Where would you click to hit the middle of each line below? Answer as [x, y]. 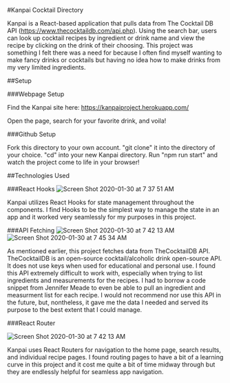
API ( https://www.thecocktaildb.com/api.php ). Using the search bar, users [112, 31]
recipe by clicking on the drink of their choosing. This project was [100, 45]
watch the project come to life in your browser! [73, 162]
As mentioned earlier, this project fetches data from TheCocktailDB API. [109, 251]
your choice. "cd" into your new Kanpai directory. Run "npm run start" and [113, 155]
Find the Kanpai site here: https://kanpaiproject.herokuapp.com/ [98, 107]
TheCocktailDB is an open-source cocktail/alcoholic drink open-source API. [115, 258]
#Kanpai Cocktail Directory [45, 10]
